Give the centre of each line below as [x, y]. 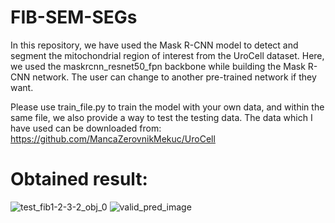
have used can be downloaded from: [86, 128]
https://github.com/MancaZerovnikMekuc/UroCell [113, 138]
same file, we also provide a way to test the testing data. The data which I [161, 117]
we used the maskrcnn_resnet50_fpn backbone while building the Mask [158, 66]
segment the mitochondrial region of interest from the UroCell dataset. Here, [167, 55]
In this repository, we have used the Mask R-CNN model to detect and [154, 45]
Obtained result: [79, 179]
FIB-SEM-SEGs [74, 17]
